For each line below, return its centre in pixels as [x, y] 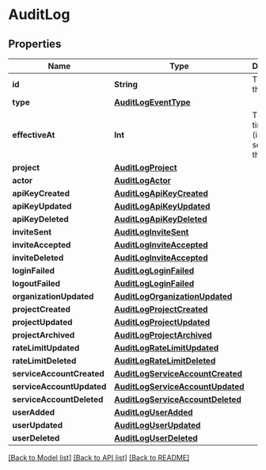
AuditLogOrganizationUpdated [173, 296]
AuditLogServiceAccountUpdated [179, 386]
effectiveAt [34, 135]
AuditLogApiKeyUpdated [162, 206]
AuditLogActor [143, 180]
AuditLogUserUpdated [158, 425]
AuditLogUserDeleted [156, 438]
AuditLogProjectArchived [163, 335]
